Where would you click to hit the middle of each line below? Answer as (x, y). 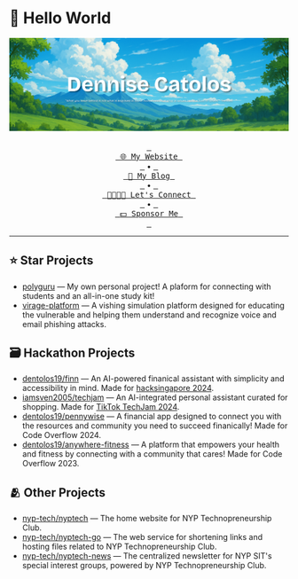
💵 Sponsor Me (149, 213)
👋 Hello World (60, 18)
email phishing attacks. (64, 324)
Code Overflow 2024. (62, 435)
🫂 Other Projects (58, 493)
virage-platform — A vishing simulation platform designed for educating (153, 305)
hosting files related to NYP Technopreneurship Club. (119, 547)
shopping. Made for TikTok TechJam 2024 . (101, 407)
